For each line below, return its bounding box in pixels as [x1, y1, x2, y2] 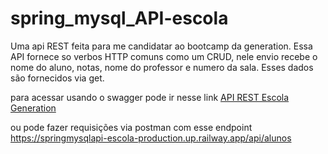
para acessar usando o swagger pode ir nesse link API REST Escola [10, 91, 290, 103]
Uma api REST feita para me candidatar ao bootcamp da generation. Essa [10, 40, 313, 52]
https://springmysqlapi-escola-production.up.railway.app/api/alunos [10, 132, 292, 144]
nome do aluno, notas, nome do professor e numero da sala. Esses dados [10, 61, 314, 73]
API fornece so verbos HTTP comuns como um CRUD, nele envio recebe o [10, 50, 318, 62]
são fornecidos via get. [10, 72, 105, 84]
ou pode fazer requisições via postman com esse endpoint [10, 121, 253, 133]
